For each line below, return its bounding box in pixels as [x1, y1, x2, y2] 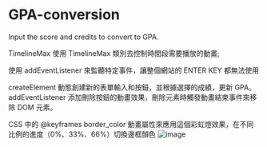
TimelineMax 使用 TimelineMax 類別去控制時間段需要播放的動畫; [8, 48, 220, 58]
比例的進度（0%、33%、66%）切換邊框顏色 [8, 129, 156, 139]
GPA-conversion [8, 6, 120, 24]
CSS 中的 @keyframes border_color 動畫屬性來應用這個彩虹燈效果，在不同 [8, 119, 254, 129]
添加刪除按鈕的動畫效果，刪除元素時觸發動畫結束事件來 [67, 92, 250, 101]
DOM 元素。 [17, 102, 58, 112]
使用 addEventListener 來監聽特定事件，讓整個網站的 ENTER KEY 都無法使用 [8, 66, 260, 75]
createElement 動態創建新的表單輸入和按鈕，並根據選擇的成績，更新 [8, 82, 233, 92]
